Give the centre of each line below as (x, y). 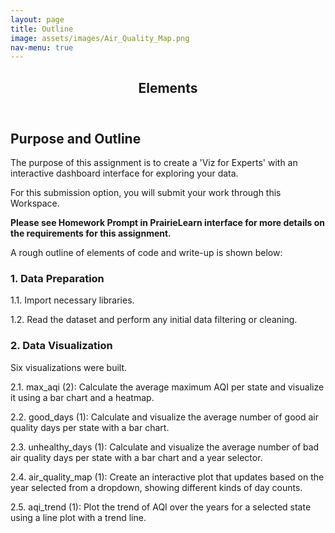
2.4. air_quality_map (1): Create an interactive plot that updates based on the (167, 477)
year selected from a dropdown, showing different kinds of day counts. (156, 487)
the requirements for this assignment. (91, 233)
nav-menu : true (42, 47)
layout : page (37, 19)
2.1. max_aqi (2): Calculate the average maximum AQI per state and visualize (167, 387)
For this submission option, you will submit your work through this (146, 193)
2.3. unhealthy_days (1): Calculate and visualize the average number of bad (165, 447)
